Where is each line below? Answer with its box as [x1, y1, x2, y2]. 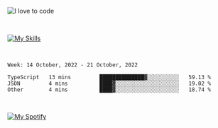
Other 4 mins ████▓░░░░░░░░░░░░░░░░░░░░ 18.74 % [7, 86, 212, 93]
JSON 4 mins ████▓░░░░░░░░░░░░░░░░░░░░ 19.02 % [7, 80, 212, 87]
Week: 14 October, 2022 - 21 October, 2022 [7, 62, 138, 69]
